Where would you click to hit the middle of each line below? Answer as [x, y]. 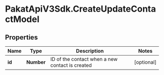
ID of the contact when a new [84, 59]
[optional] [145, 62]
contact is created [71, 65]
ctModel [22, 19]
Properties [21, 37]
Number [36, 62]
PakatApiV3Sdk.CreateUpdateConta [81, 9]
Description [90, 51]
